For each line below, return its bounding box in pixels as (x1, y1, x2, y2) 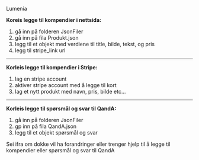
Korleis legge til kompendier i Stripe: (6, 64, 98, 71)
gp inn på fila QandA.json (14, 123, 77, 130)
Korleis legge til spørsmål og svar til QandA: (6, 105, 117, 112)
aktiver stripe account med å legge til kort (14, 82, 117, 88)
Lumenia (6, 5, 28, 12)
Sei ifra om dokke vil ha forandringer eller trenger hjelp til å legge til (6, 140, 171, 148)
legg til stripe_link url (14, 47, 66, 54)
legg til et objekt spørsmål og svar (14, 129, 98, 136)
